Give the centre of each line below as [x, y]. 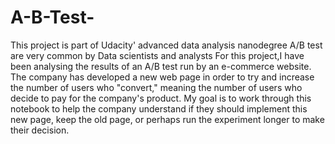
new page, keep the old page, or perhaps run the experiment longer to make [167, 119]
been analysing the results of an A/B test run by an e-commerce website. [161, 66]
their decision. [40, 130]
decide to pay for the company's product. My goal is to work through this [161, 98]
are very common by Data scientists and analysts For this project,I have [157, 55]
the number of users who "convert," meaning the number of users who [156, 87]
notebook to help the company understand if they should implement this [159, 108]
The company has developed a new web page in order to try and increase [162, 77]
